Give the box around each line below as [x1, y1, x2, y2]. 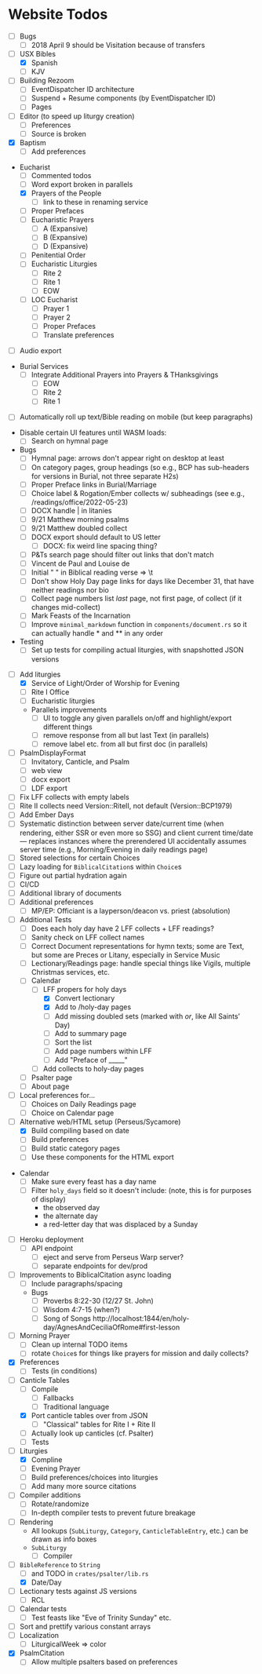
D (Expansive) [42, 242, 89, 251]
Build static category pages [31, 1143, 120, 1153]
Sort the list [54, 1038, 93, 1047]
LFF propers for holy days [42, 985, 127, 994]
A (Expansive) [42, 224, 89, 233]
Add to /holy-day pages [54, 1002, 132, 1012]
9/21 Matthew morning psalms [31, 514, 129, 523]
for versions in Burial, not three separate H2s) [31, 471, 179, 480]
